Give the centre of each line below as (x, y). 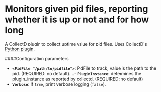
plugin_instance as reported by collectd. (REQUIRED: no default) (78, 79)
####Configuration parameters (37, 58)
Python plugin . (20, 49)
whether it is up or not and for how (77, 20)
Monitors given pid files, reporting (77, 9)
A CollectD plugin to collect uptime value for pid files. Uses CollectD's (76, 44)
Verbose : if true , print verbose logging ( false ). (59, 84)
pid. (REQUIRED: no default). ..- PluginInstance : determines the (77, 73)
